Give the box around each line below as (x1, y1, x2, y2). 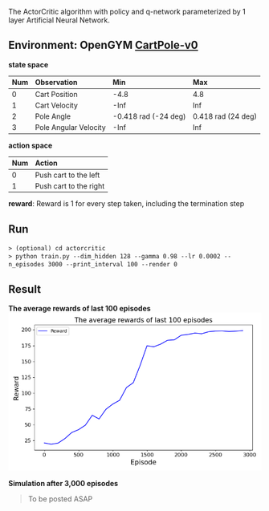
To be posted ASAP (27, 493, 93, 504)
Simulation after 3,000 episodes (8, 478, 119, 488)
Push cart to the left (35, 170, 100, 180)
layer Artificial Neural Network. (8, 15, 111, 25)
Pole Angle (35, 112, 71, 121)
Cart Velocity (35, 100, 79, 110)
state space (8, 59, 49, 69)
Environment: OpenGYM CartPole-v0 (8, 39, 198, 52)
